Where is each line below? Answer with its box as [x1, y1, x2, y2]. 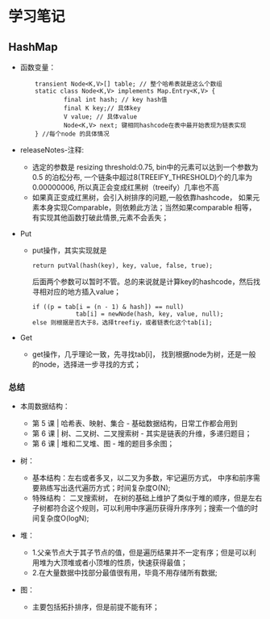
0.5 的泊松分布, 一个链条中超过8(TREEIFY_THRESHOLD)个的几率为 [31, 173, 252, 182]
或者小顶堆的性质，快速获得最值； [74, 558, 188, 567]
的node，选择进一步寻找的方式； [31, 360, 141, 369]
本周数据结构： [19, 401, 70, 412]
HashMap [8, 40, 58, 53]
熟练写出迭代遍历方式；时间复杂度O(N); [39, 483, 171, 493]
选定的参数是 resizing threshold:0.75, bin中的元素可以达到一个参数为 [31, 162, 259, 172]
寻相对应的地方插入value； [31, 287, 122, 296]
